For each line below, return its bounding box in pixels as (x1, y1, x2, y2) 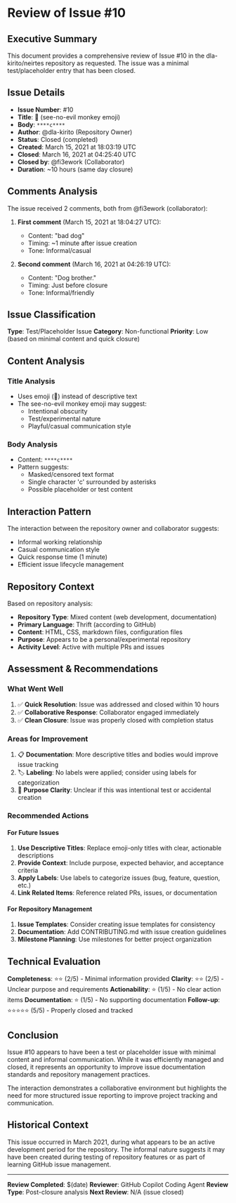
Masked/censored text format (27, 471, 114, 479)
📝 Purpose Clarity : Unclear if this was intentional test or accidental (17, 786, 211, 794)
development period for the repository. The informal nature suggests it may (7, 1145, 225, 1153)
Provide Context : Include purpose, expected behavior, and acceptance (17, 859, 224, 867)
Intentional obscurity (27, 407, 88, 416)
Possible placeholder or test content (27, 485, 133, 494)
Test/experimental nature (27, 414, 101, 423)
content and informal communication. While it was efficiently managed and (7, 1055, 224, 1063)
